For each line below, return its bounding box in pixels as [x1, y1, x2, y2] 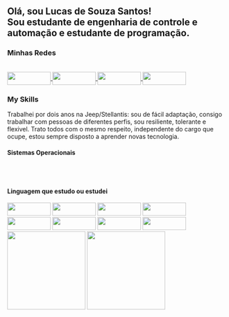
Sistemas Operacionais [7, 148, 76, 156]
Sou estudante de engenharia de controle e [7, 17, 198, 29]
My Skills [7, 94, 39, 104]
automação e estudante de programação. [7, 27, 190, 39]
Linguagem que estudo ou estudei [7, 187, 108, 195]
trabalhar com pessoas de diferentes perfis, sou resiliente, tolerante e [7, 117, 207, 126]
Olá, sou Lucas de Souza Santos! [7, 6, 152, 17]
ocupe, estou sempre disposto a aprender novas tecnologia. [7, 132, 179, 140]
